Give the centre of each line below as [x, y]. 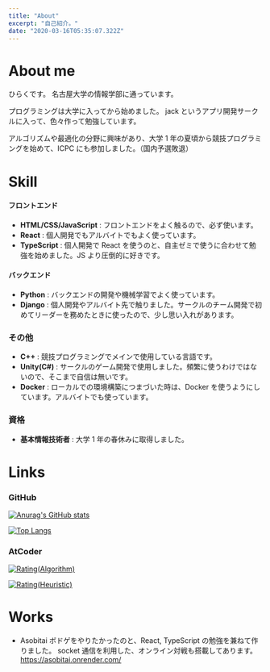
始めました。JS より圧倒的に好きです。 [100, 255]
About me [42, 71]
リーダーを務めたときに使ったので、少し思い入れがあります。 [136, 315]
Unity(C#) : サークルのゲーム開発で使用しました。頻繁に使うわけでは [135, 367]
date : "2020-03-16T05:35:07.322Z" [66, 31]
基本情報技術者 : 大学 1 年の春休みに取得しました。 [104, 439]
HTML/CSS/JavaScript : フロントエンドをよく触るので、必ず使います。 [139, 225]
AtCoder [25, 551]
